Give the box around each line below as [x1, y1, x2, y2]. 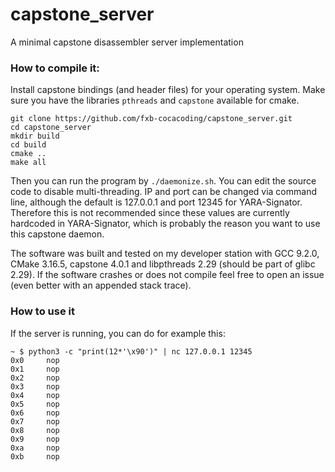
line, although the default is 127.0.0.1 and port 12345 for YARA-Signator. [10, 196, 303, 208]
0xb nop [10, 451, 60, 462]
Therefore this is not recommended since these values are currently [10, 207, 290, 219]
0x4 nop [10, 390, 60, 400]
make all [10, 158, 47, 168]
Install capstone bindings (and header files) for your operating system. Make [10, 84, 326, 96]
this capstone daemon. [10, 228, 105, 240]
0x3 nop [10, 381, 60, 392]
